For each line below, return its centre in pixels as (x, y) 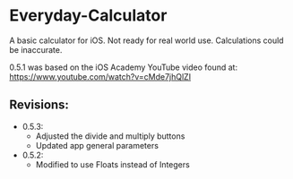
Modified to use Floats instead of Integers (112, 164)
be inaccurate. (36, 49)
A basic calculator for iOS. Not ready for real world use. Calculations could (146, 40)
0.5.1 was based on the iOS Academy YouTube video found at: (124, 67)
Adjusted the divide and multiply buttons (110, 136)
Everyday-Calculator (88, 16)
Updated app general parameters (97, 145)
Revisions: (39, 105)
